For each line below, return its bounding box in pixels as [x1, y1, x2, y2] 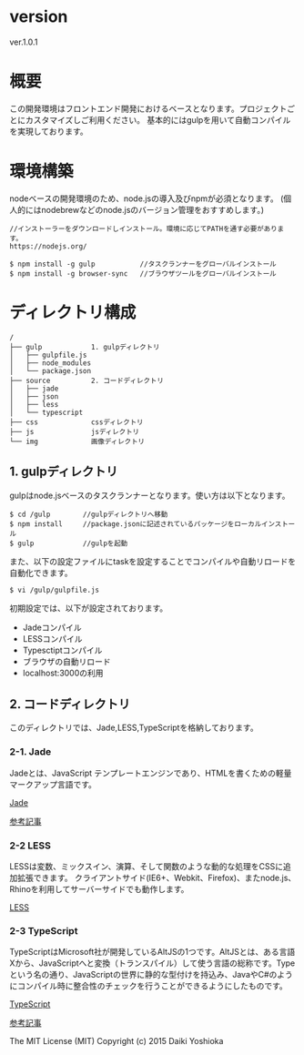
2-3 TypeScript [9, 924, 78, 937]
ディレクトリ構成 [9, 302, 137, 322]
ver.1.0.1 [9, 36, 38, 47]
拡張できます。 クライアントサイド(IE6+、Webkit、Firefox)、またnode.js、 [16, 872, 297, 883]
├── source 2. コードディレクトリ [9, 376, 164, 385]
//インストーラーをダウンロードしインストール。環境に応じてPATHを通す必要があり [9, 224, 278, 233]
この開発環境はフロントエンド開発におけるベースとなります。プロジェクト [9, 103, 288, 114]
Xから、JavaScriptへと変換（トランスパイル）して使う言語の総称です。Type [9, 958, 296, 969]
